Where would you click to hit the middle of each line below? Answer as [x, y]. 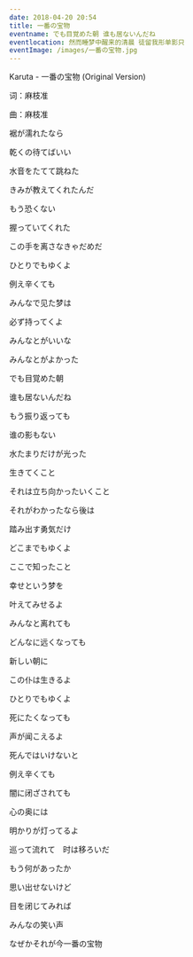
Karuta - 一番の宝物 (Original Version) [77, 77]
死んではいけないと [44, 756]
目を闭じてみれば [40, 906]
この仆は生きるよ [40, 680]
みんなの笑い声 [36, 925]
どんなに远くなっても [48, 642]
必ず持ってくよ [36, 322]
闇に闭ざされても [40, 793]
